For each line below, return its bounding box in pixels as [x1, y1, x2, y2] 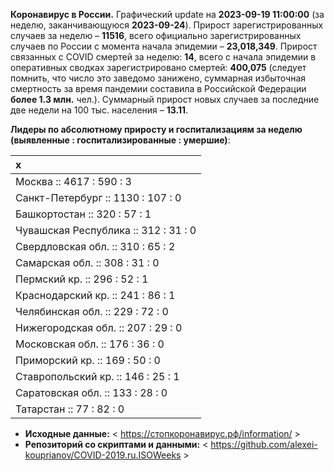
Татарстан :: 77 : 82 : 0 [15, 402, 125, 416]
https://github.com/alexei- [210, 439, 318, 450]
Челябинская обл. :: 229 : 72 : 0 [15, 305, 169, 318]
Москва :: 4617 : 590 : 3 [15, 175, 132, 188]
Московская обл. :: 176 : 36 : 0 [15, 337, 165, 351]
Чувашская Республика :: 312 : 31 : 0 [15, 224, 197, 237]
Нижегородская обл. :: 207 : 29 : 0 [15, 321, 183, 334]
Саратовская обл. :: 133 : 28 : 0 [15, 386, 168, 399]
